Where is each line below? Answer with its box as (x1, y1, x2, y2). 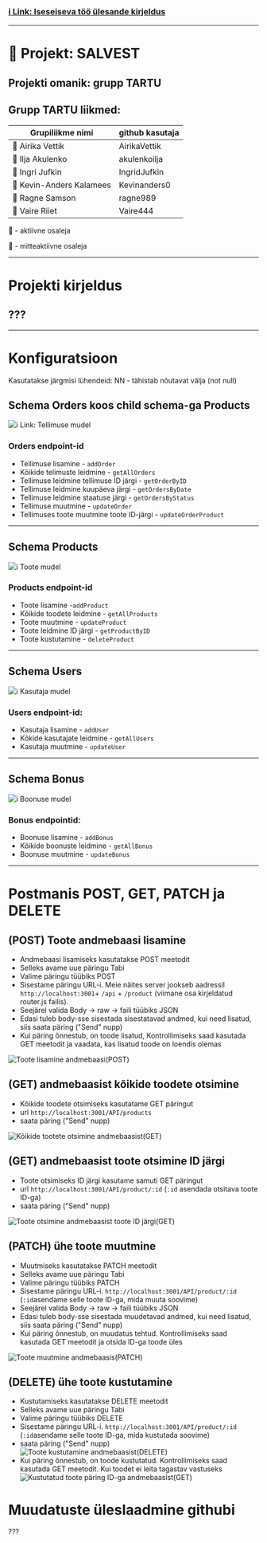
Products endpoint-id (8, 582, 93, 593)
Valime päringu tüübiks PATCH (19, 1278, 120, 1287)
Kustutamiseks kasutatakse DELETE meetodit (19, 1396, 168, 1406)
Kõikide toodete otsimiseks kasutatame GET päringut (19, 1098, 194, 1109)
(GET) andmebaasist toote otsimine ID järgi (8, 1154, 225, 1168)
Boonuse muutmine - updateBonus (19, 850, 130, 859)
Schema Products (8, 540, 99, 554)
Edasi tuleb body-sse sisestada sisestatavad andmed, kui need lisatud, (19, 1014, 252, 1023)
